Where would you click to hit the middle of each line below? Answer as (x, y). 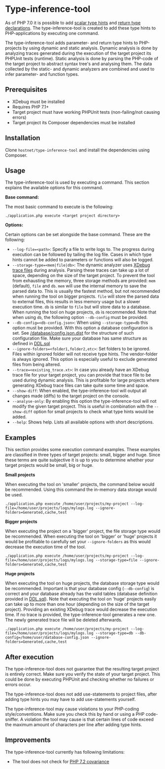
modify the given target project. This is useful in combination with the (83, 406)
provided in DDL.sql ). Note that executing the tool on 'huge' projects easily (81, 599)
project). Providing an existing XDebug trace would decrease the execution (81, 609)
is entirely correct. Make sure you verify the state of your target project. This (83, 674)
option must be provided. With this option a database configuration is (82, 328)
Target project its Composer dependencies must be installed (74, 122)
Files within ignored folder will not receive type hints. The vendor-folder (85, 354)
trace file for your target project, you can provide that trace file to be (82, 375)
